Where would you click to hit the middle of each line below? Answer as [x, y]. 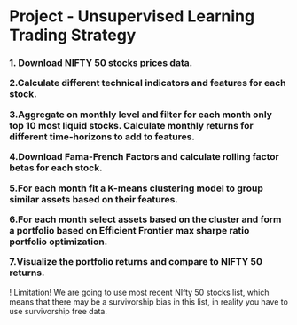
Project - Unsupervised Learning [132, 16]
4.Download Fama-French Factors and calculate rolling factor [144, 157]
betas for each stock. [56, 168]
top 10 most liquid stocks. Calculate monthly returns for [132, 125]
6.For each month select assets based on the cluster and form [145, 219]
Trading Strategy [73, 35]
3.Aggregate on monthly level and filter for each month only [141, 115]
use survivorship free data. [59, 311]
